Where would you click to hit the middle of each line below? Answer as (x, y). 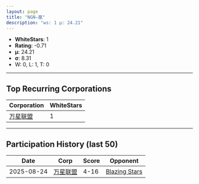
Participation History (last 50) (62, 144)
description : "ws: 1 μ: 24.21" (45, 22)
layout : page (22, 12)
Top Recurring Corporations (59, 88)
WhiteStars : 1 (31, 40)
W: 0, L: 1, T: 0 (32, 64)
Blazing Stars (124, 171)
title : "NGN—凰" (26, 17)
